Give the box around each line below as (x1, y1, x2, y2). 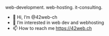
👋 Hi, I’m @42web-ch (12, 14, 57, 20)
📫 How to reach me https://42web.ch (12, 25, 92, 31)
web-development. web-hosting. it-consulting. (5, 5, 103, 10)
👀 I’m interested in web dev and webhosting (12, 20, 104, 25)
